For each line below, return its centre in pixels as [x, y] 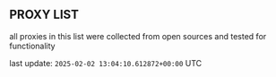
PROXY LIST [44, 15]
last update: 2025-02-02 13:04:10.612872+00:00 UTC [106, 63]
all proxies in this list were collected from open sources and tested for [138, 36]
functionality [32, 46]
